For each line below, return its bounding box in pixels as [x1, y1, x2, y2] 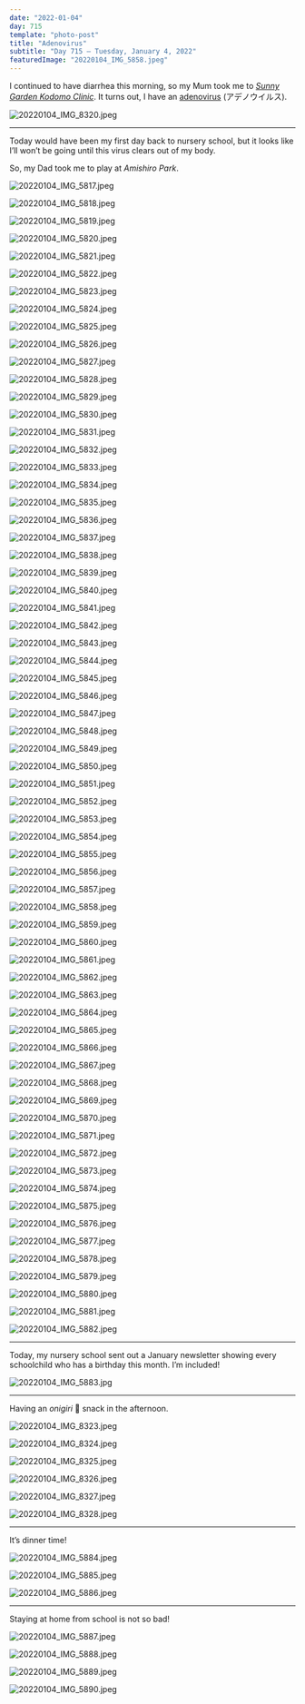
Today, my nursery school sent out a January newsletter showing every [9, 1350, 277, 1360]
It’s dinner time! [9, 1535, 67, 1545]
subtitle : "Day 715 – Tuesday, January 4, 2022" [9, 47, 197, 56]
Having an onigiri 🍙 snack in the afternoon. [9, 1404, 169, 1413]
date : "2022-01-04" [9, 13, 84, 23]
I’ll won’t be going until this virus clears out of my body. [9, 145, 216, 155]
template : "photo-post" [9, 30, 100, 39]
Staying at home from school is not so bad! [9, 1613, 171, 1624]
